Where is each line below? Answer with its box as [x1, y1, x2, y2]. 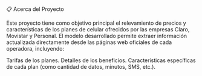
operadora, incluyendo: [6, 45, 65, 52]
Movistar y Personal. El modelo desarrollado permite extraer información [6, 33, 187, 39]
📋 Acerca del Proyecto [6, 5, 65, 13]
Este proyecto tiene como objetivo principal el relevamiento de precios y [6, 19, 186, 27]
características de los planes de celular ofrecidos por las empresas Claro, [6, 26, 190, 33]
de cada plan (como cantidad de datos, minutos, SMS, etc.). [6, 63, 156, 70]
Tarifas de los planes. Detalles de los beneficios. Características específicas [6, 57, 196, 64]
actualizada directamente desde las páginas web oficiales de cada [6, 39, 172, 46]
